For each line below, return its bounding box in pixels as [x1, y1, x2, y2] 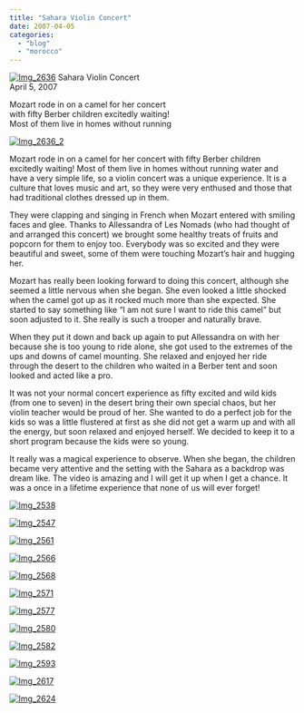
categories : [9, 30, 54, 39]
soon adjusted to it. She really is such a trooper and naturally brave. [9, 314, 262, 325]
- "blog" [17, 38, 51, 48]
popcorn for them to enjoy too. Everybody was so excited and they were [9, 239, 279, 249]
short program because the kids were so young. [9, 436, 189, 447]
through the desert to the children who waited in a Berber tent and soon [9, 360, 278, 372]
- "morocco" [17, 47, 64, 56]
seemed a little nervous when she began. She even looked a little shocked [9, 285, 287, 296]
